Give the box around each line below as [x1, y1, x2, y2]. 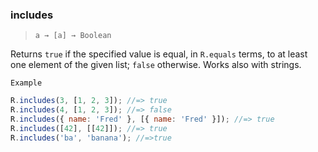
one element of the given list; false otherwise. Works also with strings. [10, 59, 302, 71]
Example [10, 78, 43, 88]
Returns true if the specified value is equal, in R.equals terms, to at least [10, 48, 308, 60]
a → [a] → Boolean [34, 31, 112, 41]
